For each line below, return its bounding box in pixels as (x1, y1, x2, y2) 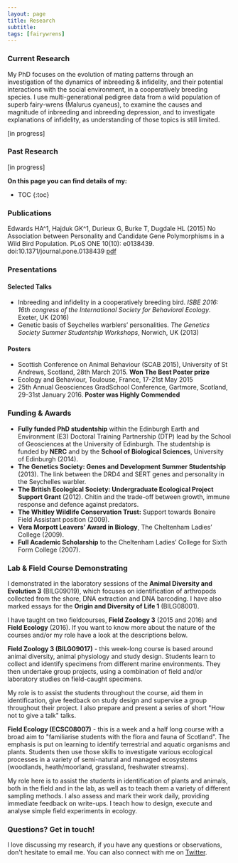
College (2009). (17, 530, 65, 539)
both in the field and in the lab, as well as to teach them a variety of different (7, 784, 231, 793)
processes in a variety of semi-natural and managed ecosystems (7, 755, 198, 764)
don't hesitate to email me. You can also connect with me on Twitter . (7, 848, 207, 857)
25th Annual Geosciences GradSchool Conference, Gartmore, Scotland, (17, 383, 229, 392)
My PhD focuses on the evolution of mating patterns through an (7, 70, 194, 78)
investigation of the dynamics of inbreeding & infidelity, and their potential (7, 77, 224, 86)
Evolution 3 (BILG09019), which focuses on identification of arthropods (7, 587, 217, 596)
